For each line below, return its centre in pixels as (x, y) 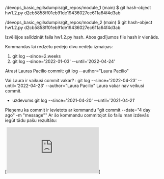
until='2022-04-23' (25, 86)
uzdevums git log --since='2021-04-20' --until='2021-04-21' (74, 100)
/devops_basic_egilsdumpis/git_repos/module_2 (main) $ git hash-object (79, 22)
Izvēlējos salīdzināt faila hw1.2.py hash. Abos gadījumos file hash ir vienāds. (82, 37)
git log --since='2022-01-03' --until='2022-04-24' (64, 61)
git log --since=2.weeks (37, 56)
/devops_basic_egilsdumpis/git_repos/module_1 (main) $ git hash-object (78, 8)
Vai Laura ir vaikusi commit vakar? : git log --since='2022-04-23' (71, 80)
